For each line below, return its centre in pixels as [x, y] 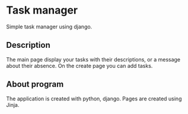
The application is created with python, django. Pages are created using [94, 99]
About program [35, 84]
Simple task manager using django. [49, 27]
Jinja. [13, 105]
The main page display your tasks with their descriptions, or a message [93, 59]
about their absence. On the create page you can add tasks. [79, 66]
